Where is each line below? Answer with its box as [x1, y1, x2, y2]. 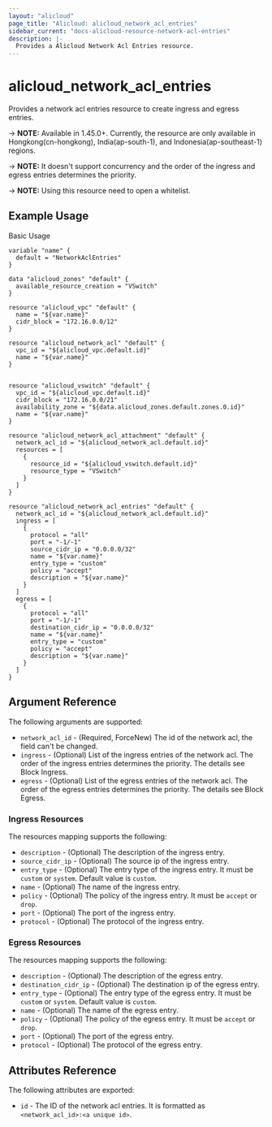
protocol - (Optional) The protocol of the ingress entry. [19, 916, 205, 926]
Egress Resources [8, 936, 81, 947]
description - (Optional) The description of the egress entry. [19, 971, 223, 981]
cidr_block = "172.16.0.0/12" [15, 318, 118, 326]
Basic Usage [8, 231, 51, 241]
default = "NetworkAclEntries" [15, 254, 122, 262]
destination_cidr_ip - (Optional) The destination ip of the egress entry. [19, 980, 260, 990]
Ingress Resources [8, 813, 84, 825]
